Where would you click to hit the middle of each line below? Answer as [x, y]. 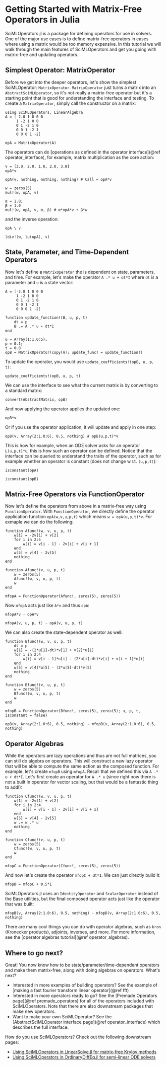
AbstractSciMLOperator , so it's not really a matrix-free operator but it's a [79, 92]
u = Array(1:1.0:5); [27, 339]
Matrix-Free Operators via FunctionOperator [75, 494]
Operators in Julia [43, 20]
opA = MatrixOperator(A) [31, 143]
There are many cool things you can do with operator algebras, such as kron [83, 927]
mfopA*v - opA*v [22, 614]
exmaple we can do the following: [39, 522]
